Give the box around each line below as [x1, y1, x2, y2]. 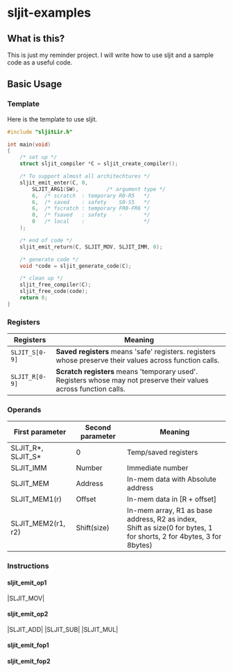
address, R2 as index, [127, 514, 198, 524]
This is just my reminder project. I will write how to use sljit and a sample [7, 51, 214, 59]
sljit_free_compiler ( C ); [19, 281, 92, 289]
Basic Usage [7, 78, 62, 90]
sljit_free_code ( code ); [19, 288, 89, 295]
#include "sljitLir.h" [7, 128, 73, 135]
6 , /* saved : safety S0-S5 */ [32, 199, 150, 205]
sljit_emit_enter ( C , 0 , [19, 179, 89, 186]
